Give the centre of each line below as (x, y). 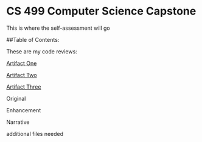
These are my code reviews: (42, 51)
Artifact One (22, 63)
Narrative (18, 122)
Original (16, 98)
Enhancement (24, 110)
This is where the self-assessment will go (58, 28)
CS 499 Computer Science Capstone (101, 11)
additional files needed (35, 134)
